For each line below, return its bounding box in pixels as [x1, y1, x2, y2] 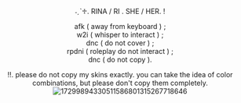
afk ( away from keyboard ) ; [74, 22, 166, 30]
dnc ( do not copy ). [88, 55, 152, 64]
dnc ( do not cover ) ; [86, 38, 155, 48]
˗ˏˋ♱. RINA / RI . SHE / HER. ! [75, 7, 166, 16]
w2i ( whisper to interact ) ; [76, 30, 164, 39]
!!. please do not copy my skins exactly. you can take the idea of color [7, 70, 233, 79]
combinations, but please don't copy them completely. [32, 78, 208, 87]
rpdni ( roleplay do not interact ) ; [66, 47, 174, 55]
